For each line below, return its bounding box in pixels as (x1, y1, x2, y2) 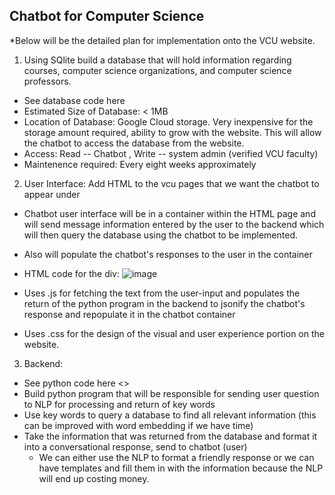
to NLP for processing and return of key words (23, 398, 216, 410)
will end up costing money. (38, 472, 150, 484)
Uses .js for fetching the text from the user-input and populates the (23, 287, 301, 299)
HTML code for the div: (23, 267, 120, 279)
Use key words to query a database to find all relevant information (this (23, 409, 317, 421)
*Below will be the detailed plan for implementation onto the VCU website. (9, 34, 316, 46)
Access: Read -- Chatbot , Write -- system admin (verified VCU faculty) (23, 147, 319, 159)
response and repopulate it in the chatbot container (23, 308, 236, 320)
